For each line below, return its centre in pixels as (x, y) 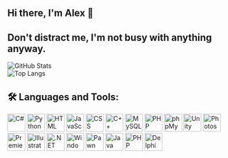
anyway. (27, 48)
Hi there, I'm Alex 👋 (51, 13)
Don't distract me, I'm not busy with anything (110, 38)
